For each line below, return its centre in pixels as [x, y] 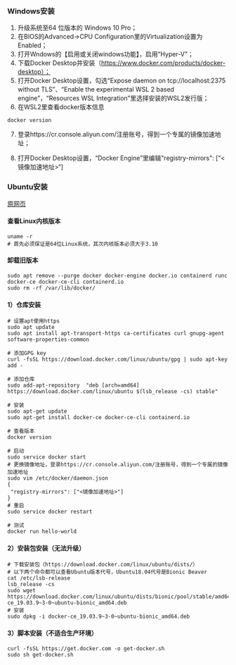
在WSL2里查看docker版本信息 [61, 107]
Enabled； [32, 45]
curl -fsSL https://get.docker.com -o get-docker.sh [86, 648]
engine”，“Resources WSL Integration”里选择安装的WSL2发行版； [113, 98]
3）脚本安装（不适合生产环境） [53, 633]
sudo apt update [31, 328]
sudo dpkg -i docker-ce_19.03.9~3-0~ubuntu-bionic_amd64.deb [99, 617]
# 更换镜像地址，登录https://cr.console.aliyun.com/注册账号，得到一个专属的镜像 [118, 465]
